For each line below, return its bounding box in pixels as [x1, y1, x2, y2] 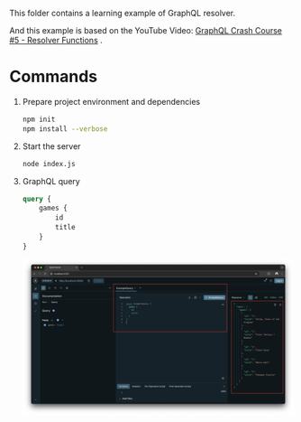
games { [39, 203, 68, 213]
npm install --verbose [22, 124, 108, 134]
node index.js [22, 159, 76, 168]
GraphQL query [22, 175, 81, 186]
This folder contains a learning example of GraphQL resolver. [9, 8, 236, 18]
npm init [22, 115, 56, 124]
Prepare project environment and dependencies [22, 96, 201, 107]
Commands [9, 67, 98, 87]
